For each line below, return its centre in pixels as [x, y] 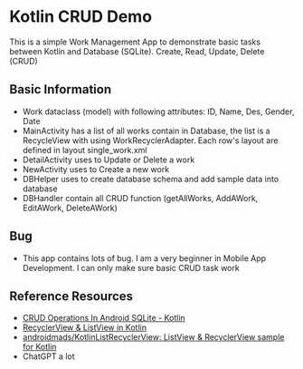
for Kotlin [39, 347]
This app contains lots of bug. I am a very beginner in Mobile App [144, 258]
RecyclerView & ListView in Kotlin [85, 327]
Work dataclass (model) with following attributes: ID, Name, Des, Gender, [158, 112]
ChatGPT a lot [48, 356]
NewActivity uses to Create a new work [96, 169]
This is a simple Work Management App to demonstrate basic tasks [135, 42]
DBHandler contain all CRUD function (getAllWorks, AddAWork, [140, 198]
